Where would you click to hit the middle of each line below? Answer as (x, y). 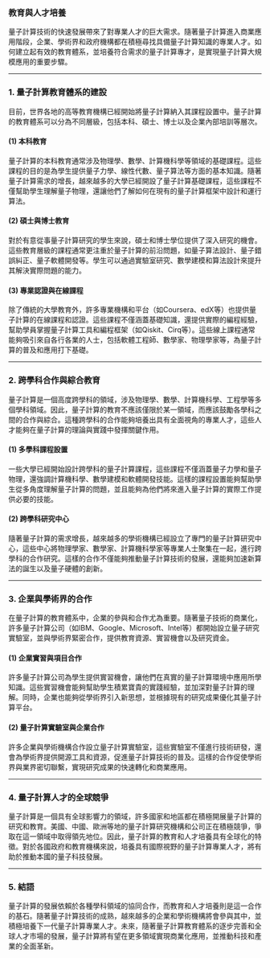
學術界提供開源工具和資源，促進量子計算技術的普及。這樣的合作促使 (135, 757)
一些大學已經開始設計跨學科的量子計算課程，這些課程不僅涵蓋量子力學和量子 (135, 469)
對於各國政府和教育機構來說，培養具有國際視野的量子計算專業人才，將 (138, 846)
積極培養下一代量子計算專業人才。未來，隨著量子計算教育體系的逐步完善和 (131, 926)
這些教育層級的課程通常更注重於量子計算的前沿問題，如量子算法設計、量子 (131, 250)
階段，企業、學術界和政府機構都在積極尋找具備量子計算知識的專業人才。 (135, 42)
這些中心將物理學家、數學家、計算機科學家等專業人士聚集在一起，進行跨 (142, 548)
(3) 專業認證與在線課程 (46, 290)
